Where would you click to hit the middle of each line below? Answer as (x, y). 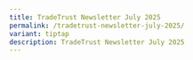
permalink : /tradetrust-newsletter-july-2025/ (97, 26)
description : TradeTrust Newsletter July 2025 (97, 42)
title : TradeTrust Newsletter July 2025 (85, 17)
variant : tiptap (39, 34)
